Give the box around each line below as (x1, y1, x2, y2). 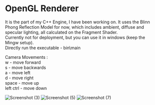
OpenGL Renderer (5, 3, 79, 14)
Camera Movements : (5, 54, 48, 60)
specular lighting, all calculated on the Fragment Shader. (5, 29, 118, 35)
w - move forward (5, 59, 41, 65)
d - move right (5, 75, 34, 81)
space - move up (5, 80, 39, 86)
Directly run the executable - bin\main (5, 45, 81, 51)
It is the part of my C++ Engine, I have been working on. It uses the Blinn (5, 19, 150, 25)
